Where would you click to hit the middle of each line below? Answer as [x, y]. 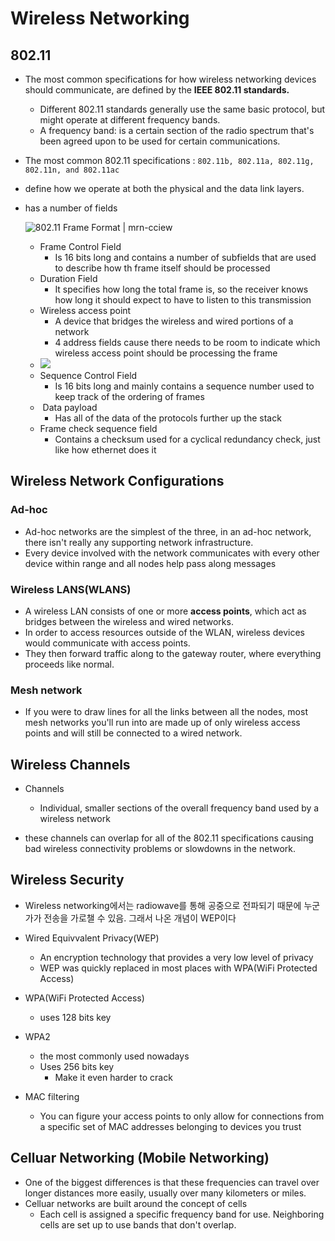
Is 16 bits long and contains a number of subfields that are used [185, 257]
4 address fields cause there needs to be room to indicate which [187, 342]
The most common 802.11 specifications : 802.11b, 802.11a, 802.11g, [169, 160]
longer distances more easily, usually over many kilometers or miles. [165, 1193]
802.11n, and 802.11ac [72, 170]
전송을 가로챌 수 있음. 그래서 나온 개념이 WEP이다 [140, 918]
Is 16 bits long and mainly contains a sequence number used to [184, 386]
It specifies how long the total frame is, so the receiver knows [181, 289]
